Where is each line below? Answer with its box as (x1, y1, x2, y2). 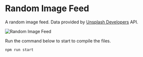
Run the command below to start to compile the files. (5, 38, 111, 44)
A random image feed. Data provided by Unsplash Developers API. (5, 19, 139, 25)
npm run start (5, 47, 34, 52)
